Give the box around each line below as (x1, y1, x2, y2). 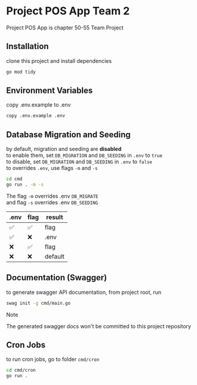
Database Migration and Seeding (6, 129, 131, 140)
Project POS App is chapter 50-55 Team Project (6, 24, 124, 31)
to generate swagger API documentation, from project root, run (6, 289, 162, 296)
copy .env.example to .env (6, 101, 71, 108)
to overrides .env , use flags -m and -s (6, 165, 98, 172)
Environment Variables (6, 86, 93, 96)
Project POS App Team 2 (6, 4, 130, 18)
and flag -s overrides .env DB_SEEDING (6, 199, 98, 206)
